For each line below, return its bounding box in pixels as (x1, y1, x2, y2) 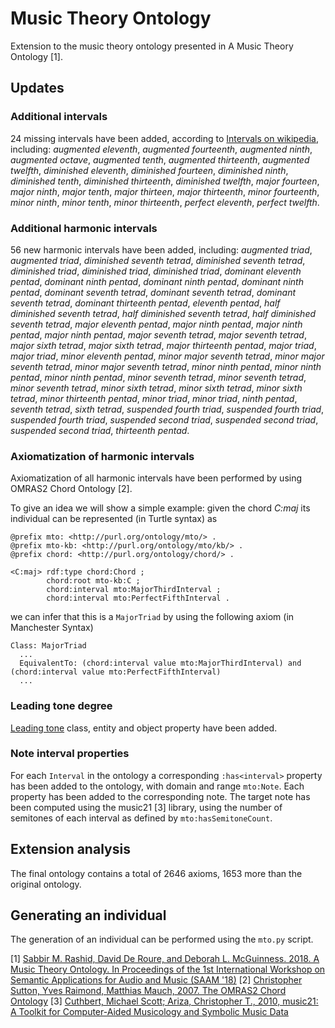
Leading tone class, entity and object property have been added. (10, 722, 278, 734)
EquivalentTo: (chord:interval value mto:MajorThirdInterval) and (19, 658, 302, 669)
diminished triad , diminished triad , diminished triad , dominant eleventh (10, 265, 302, 277)
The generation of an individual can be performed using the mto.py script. (10, 933, 314, 946)
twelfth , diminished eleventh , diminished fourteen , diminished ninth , (10, 164, 289, 176)
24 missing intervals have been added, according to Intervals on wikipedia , (10, 132, 319, 144)
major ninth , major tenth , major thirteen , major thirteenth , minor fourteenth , (10, 185, 320, 197)
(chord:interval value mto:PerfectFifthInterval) (10, 667, 222, 677)
